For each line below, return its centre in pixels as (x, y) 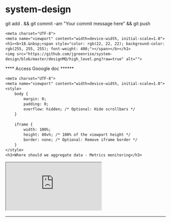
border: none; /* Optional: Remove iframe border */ (81, 140)
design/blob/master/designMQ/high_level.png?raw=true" (65, 59)
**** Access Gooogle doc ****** (40, 68)
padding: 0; (36, 104)
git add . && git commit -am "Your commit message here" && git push (78, 23)
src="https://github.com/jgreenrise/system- (65, 54)
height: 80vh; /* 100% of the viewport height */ (77, 134)
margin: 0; (35, 99)
